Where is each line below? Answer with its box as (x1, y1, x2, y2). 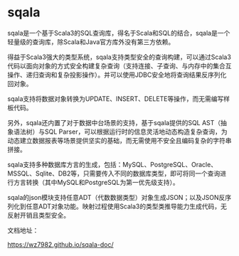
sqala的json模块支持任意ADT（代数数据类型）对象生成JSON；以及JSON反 (7, 193, 225, 201)
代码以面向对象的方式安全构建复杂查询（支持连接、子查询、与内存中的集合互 (7, 61, 232, 70)
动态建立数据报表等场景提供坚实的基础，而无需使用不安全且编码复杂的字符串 (7, 136, 232, 144)
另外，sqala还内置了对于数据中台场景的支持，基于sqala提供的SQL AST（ (7, 118, 221, 127)
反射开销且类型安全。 (7, 210, 70, 219)
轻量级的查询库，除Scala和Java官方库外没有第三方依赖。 (7, 37, 175, 46)
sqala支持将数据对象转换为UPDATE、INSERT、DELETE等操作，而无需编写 (7, 94, 224, 103)
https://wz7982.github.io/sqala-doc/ (7, 240, 114, 249)
